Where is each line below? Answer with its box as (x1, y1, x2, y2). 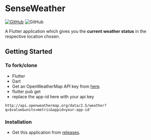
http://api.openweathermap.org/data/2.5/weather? (5, 103, 107, 108)
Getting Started (5, 47, 53, 56)
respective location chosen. (5, 33, 60, 39)
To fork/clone (5, 62, 38, 69)
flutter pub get (12, 88, 41, 94)
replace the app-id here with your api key (12, 93, 94, 99)
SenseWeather (5, 3, 66, 14)
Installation (5, 118, 32, 125)
